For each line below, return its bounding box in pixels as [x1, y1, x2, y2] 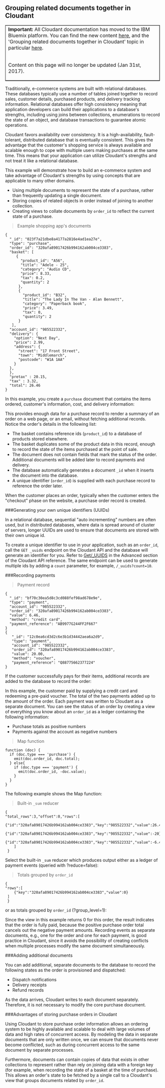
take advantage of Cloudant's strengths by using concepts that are [5, 172, 140, 178]
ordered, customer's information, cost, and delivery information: [5, 401, 135, 407]
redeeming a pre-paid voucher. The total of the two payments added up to [5, 693, 156, 699]
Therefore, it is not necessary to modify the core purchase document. [5, 1001, 146, 1007]
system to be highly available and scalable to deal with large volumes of [5, 1026, 151, 1032]
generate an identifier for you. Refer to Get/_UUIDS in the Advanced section [5, 552, 158, 558]
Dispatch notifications [12, 976, 57, 982]
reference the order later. [12, 483, 63, 489]
